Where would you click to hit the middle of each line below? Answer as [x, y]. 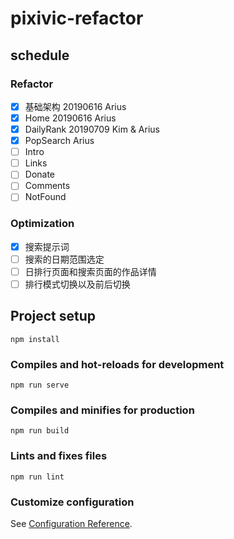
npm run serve [40, 385]
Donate [40, 174]
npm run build [40, 431]
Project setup [53, 316]
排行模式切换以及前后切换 [77, 284]
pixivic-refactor [77, 18]
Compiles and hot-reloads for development [117, 364]
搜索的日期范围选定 [64, 259]
